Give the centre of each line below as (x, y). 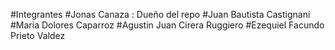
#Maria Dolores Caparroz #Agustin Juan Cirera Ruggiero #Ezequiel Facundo (167, 25)
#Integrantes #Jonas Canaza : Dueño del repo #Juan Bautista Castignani (160, 14)
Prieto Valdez (38, 35)
